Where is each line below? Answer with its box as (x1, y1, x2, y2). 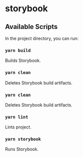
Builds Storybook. (5, 57, 41, 64)
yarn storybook (5, 136, 41, 142)
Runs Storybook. (5, 146, 39, 152)
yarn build (5, 48, 31, 53)
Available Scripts (5, 23, 58, 31)
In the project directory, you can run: (5, 35, 79, 41)
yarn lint (5, 114, 28, 120)
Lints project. (5, 124, 32, 130)
